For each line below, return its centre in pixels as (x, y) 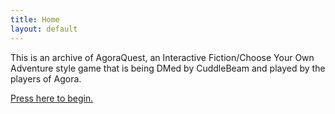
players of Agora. (46, 78)
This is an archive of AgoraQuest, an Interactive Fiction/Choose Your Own (162, 57)
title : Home (35, 19)
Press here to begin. (52, 98)
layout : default (44, 29)
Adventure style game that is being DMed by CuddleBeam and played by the (168, 68)
